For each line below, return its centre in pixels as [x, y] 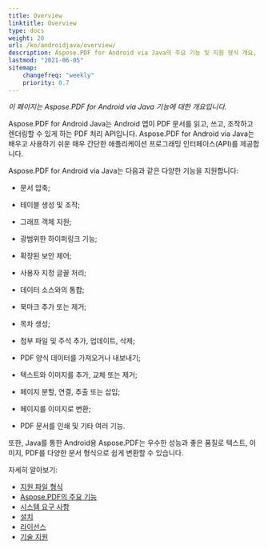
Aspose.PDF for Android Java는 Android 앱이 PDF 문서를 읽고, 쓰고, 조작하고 [131, 123]
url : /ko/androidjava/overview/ [62, 46]
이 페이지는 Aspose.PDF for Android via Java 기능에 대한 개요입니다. [118, 106]
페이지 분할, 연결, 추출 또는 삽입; [70, 391]
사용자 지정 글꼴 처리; [53, 272]
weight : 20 [26, 38]
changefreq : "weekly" [58, 75]
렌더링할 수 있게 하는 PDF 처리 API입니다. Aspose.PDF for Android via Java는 [131, 134]
